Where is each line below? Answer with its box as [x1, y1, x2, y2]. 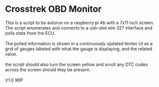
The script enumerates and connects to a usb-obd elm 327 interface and [5, 25, 153, 30]
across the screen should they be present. [5, 66, 91, 72]
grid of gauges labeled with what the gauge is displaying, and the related [5, 46, 153, 52]
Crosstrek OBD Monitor [5, 3, 102, 15]
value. [5, 51, 18, 57]
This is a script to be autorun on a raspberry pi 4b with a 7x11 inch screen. [5, 20, 155, 26]
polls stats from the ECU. [5, 30, 55, 36]
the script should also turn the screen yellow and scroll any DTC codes [5, 61, 148, 67]
